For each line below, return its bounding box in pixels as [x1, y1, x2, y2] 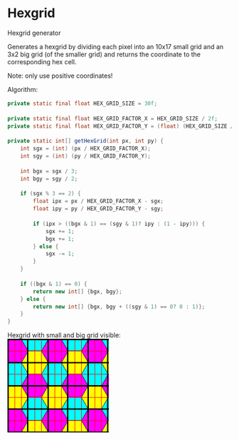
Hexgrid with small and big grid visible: [7, 331, 121, 339]
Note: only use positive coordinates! [7, 71, 113, 80]
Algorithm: [7, 85, 38, 93]
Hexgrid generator [7, 29, 61, 37]
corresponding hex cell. [7, 57, 77, 66]
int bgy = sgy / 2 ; [20, 175, 78, 183]
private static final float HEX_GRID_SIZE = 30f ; [7, 100, 158, 107]
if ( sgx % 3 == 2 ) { [20, 190, 81, 198]
